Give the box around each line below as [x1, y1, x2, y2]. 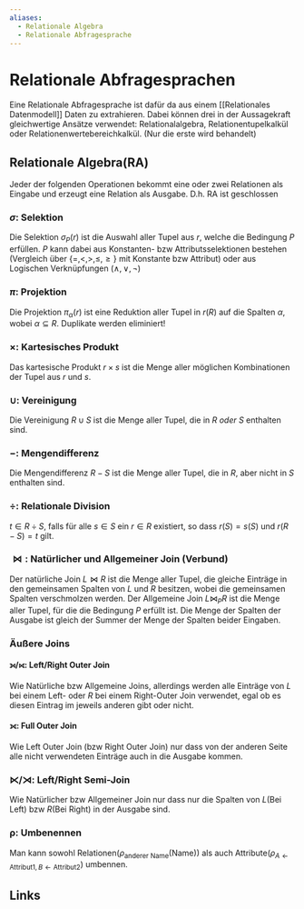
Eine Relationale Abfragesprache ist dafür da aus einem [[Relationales [9, 99, 270, 110]
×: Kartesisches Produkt [9, 341, 120, 354]
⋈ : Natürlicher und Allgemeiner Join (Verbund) [12, 553, 229, 565]
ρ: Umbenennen [9, 826, 82, 839]
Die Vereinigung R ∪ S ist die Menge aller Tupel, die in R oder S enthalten [9, 415, 281, 425]
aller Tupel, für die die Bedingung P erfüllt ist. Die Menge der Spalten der [9, 604, 281, 615]
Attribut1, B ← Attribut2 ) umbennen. [9, 859, 129, 873]
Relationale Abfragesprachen [9, 69, 236, 90]
